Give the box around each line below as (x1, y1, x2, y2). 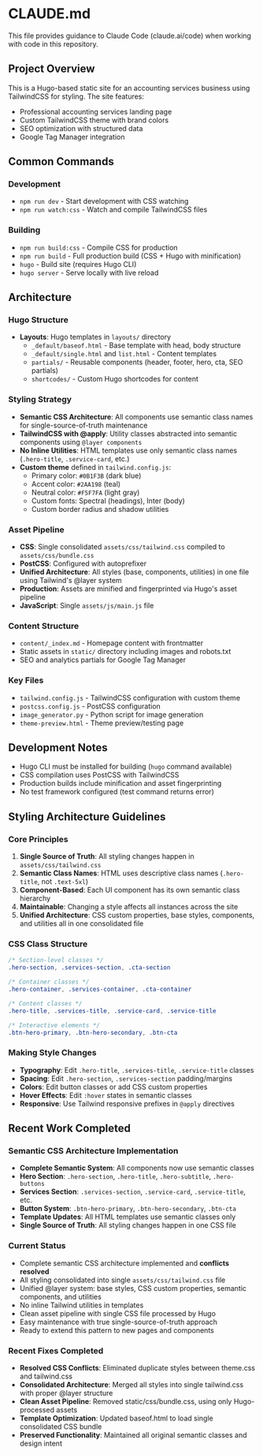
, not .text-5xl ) (37, 877, 89, 886)
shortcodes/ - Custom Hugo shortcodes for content (31, 374, 199, 384)
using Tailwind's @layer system (19, 576, 122, 585)
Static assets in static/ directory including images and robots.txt (19, 647, 232, 657)
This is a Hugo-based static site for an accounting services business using (8, 83, 250, 92)
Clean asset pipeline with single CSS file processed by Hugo (19, 1308, 217, 1318)
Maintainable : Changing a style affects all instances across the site (19, 902, 239, 912)
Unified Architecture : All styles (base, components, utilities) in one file (19, 567, 250, 577)
